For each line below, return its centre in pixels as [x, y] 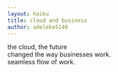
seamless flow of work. [42, 62]
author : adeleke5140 [38, 27]
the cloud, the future [37, 47]
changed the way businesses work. [59, 54]
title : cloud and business [47, 20]
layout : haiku [28, 14]
